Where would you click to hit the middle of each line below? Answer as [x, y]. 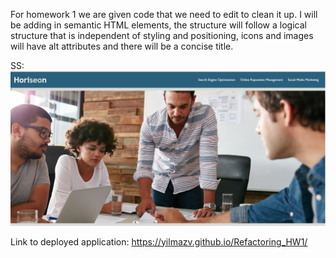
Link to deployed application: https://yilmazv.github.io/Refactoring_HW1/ [159, 241]
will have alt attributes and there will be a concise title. [122, 46]
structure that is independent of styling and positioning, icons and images [162, 35]
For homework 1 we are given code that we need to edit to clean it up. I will [164, 14]
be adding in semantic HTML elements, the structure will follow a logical [158, 25]
